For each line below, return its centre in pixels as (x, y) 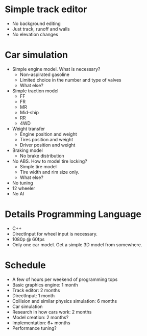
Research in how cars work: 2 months (52, 312)
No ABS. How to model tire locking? (50, 161)
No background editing (36, 23)
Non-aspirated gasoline (45, 74)
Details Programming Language (73, 214)
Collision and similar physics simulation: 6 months (65, 301)
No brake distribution (42, 156)
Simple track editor (46, 9)
